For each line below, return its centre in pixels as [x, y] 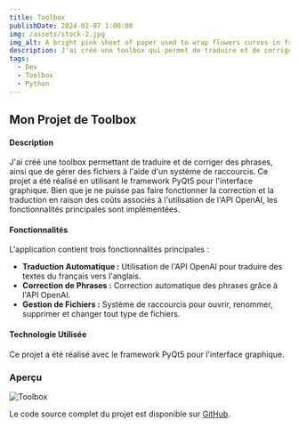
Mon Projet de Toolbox [73, 120]
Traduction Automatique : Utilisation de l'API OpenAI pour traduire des [152, 267]
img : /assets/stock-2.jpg [57, 34]
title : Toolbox [37, 17]
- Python [33, 84]
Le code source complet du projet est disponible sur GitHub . [120, 414]
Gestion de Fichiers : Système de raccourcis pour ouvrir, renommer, [147, 304]
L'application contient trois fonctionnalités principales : [109, 249]
